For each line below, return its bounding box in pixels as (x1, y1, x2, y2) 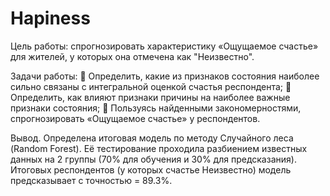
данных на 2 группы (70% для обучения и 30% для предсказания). (10, 153, 297, 165)
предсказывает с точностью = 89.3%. (10, 174, 173, 186)
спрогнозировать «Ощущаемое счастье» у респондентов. (10, 112, 261, 124)
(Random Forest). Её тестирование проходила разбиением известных (10, 142, 308, 154)
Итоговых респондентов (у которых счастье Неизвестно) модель (10, 163, 292, 176)
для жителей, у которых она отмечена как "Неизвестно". (10, 50, 255, 62)
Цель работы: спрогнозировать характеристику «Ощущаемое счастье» (10, 40, 319, 52)
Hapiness (10, 7, 91, 30)
